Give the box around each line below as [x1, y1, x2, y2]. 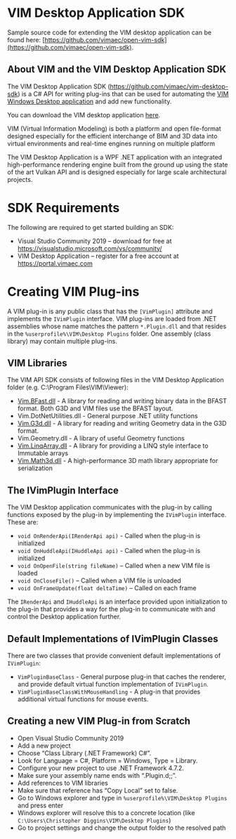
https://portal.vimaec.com [17, 259, 93, 268]
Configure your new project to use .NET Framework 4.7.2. [17, 764, 184, 772]
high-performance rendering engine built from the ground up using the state [7, 160, 228, 169]
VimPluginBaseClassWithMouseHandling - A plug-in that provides [17, 687, 201, 696]
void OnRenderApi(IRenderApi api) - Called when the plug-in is [17, 532, 201, 540]
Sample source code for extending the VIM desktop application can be [7, 28, 212, 37]
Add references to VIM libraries [17, 779, 109, 787]
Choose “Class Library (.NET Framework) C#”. [17, 748, 152, 757]
